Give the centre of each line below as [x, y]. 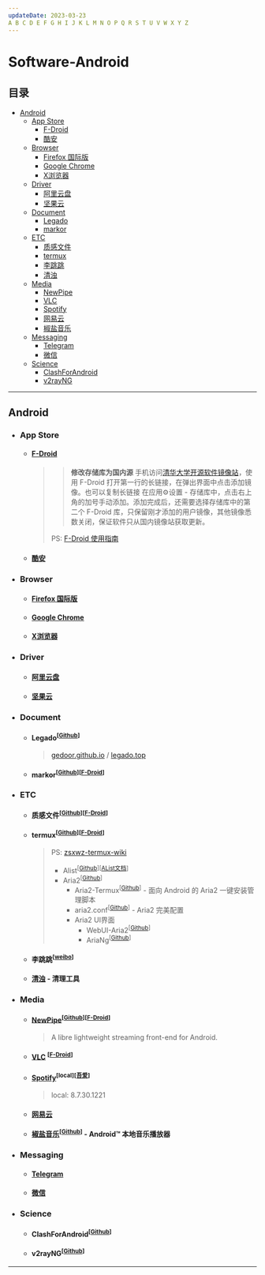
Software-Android [69, 62]
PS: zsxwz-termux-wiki [89, 853]
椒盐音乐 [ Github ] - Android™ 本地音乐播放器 [101, 1133]
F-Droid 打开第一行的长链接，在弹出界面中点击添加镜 [166, 482]
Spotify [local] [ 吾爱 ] [61, 1077]
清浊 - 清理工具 [56, 979]
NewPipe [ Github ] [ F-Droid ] [71, 1019]
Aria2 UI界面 [95, 920]
